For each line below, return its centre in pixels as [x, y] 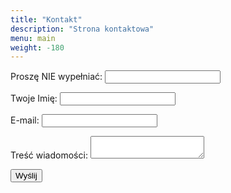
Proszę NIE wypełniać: [56, 77]
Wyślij [26, 176]
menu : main [33, 38]
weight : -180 [37, 47]
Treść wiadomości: [49, 155]
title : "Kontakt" [46, 19]
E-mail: [25, 120]
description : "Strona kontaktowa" [82, 29]
